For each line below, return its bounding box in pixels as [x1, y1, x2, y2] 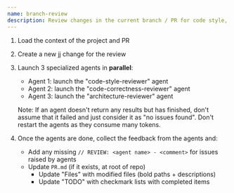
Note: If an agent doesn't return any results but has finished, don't [17, 105, 209, 114]
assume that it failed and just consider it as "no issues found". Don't [17, 113, 214, 121]
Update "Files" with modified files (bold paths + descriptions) [38, 170, 216, 178]
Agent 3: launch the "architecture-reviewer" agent [27, 92, 174, 100]
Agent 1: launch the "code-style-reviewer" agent [27, 76, 169, 85]
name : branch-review [7, 10, 68, 18]
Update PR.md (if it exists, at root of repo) [27, 162, 146, 171]
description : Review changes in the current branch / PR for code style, [7, 17, 228, 24]
